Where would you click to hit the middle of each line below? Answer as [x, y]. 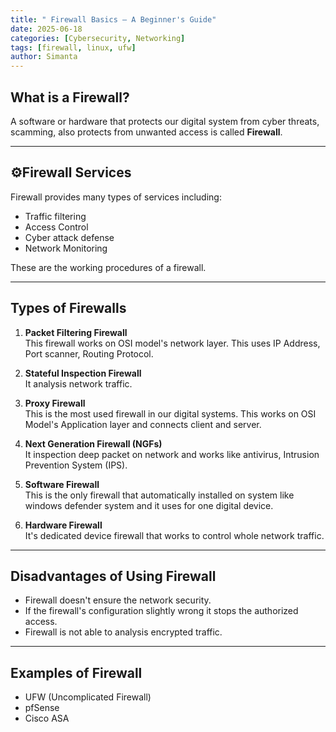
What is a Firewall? [70, 97]
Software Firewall [62, 484]
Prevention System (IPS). [76, 465]
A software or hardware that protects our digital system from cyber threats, [165, 121]
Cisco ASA [47, 718]
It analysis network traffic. [78, 383]
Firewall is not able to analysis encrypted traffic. [123, 632]
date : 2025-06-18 [46, 29]
